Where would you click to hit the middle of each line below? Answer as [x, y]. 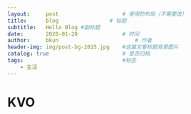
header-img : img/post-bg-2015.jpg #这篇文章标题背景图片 [93, 47]
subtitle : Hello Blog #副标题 [54, 27]
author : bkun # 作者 [80, 41]
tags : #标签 [72, 61]
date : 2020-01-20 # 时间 [73, 34]
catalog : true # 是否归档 [79, 54]
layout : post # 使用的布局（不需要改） [97, 14]
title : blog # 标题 [67, 21]
